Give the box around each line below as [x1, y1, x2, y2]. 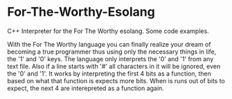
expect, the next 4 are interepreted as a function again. [7, 84, 164, 92]
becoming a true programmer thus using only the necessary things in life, [7, 47, 217, 56]
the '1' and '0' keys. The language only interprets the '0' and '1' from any [7, 54, 214, 63]
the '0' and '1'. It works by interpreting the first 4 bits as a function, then [7, 69, 211, 78]
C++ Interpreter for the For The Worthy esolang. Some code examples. [7, 27, 209, 35]
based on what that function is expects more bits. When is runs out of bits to [7, 76, 225, 85]
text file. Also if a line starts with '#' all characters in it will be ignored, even [7, 62, 221, 70]
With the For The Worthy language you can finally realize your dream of [7, 40, 211, 48]
